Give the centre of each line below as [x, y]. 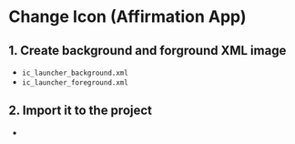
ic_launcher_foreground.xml [75, 83]
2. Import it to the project [80, 111]
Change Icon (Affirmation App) [127, 17]
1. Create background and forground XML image [147, 51]
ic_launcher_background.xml [75, 73]
